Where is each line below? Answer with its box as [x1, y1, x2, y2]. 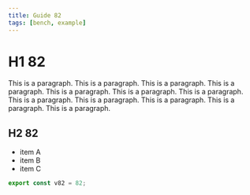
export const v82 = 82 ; [8, 179, 87, 187]
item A [19, 147, 41, 157]
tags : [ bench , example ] [8, 19, 87, 27]
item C [19, 164, 42, 174]
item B [19, 156, 41, 165]
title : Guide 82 [8, 11, 62, 20]
